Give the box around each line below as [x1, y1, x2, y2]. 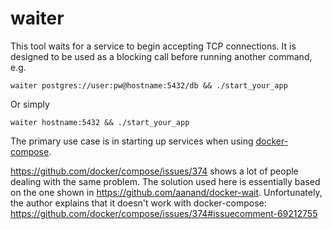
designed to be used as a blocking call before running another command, [10, 50, 313, 62]
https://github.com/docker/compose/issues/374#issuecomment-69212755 [10, 207, 318, 219]
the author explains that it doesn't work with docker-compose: [10, 197, 267, 209]
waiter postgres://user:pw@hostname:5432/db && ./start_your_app [10, 80, 288, 91]
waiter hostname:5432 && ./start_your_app [10, 117, 190, 127]
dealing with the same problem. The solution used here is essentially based [10, 175, 321, 187]
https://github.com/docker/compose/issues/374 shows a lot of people [10, 165, 299, 177]
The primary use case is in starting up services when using [10, 135, 254, 147]
